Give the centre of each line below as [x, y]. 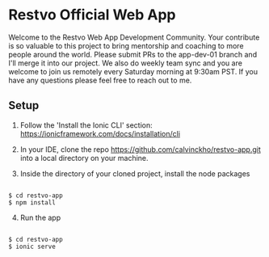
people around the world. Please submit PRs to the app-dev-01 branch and [132, 54]
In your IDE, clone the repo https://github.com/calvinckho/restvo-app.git [140, 149]
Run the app [40, 217]
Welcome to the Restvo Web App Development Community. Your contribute [134, 37]
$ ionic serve [32, 246]
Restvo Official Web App [92, 15]
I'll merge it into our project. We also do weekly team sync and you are [125, 63]
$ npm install [32, 202]
